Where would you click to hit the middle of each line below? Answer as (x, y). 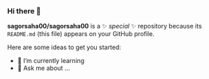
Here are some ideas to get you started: (64, 47)
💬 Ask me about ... (44, 68)
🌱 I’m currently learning (51, 61)
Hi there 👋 (24, 11)
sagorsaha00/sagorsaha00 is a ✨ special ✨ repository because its (104, 26)
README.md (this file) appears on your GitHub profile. (81, 34)
